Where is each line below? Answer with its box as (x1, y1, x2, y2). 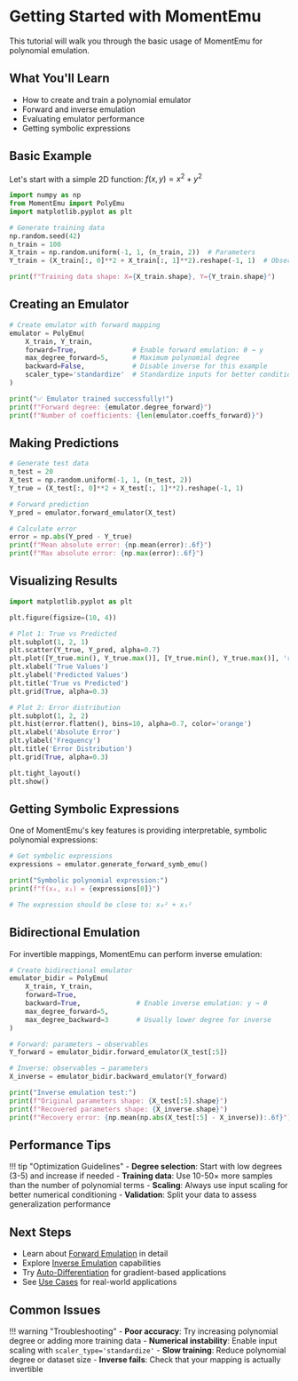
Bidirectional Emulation (9, 925, 140, 940)
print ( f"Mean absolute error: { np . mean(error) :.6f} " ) (9, 540, 213, 550)
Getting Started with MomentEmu (9, 6, 262, 27)
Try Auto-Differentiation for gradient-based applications (21, 1267, 227, 1278)
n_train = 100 (9, 240, 62, 249)
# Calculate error (9, 524, 77, 533)
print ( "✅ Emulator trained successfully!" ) (9, 394, 175, 403)
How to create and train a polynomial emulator (21, 94, 192, 105)
